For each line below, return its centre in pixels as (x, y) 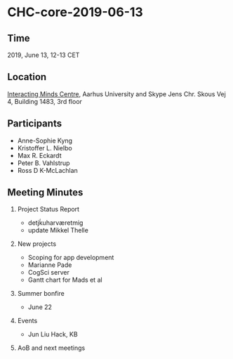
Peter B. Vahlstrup (44, 163)
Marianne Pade (50, 265)
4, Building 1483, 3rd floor (45, 101)
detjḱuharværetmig (55, 223)
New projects (37, 244)
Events (27, 321)
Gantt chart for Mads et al (65, 280)
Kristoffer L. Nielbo (45, 148)
